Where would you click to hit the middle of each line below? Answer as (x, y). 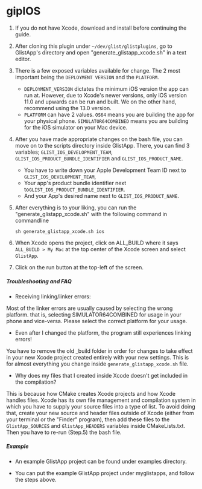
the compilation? (36, 382)
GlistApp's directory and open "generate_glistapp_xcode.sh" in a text (101, 52)
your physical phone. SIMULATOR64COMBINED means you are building (106, 121)
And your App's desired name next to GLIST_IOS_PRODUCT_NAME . (102, 195)
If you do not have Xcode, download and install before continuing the (101, 28)
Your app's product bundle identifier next (75, 183)
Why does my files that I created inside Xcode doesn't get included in (101, 375)
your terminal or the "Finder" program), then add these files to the (88, 419)
